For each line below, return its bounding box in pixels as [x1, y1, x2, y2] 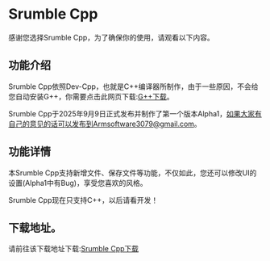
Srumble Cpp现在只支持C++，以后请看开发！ [8, 195, 159, 204]
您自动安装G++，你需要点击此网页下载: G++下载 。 [8, 91, 174, 101]
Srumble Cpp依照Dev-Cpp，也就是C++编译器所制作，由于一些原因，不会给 [8, 82, 260, 91]
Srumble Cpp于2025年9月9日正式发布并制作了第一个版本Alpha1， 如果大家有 [8, 108, 262, 118]
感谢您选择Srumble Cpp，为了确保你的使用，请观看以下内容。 [8, 32, 215, 42]
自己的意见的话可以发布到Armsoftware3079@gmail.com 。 [8, 119, 201, 128]
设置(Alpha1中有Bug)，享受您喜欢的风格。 [8, 178, 147, 187]
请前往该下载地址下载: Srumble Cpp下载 [8, 244, 139, 254]
